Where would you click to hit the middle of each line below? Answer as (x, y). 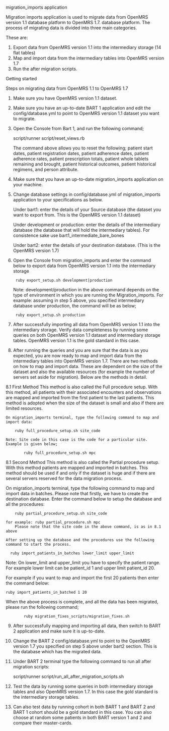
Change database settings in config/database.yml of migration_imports (87, 194)
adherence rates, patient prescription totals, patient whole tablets (81, 159)
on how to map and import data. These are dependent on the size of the (88, 366)
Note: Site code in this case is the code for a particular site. (77, 440)
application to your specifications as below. (58, 200)
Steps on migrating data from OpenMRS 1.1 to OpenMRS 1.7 (67, 88)
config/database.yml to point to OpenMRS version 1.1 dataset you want (86, 113)
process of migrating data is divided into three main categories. (71, 28)
